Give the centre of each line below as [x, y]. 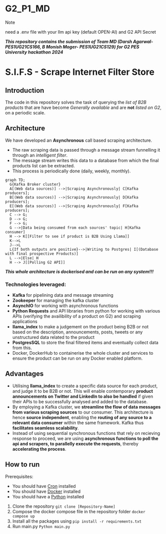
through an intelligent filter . [40, 155]
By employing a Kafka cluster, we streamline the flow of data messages [86, 407]
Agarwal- [143, 41]
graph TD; [15, 180]
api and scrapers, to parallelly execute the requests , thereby [75, 443]
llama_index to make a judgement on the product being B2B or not [80, 327]
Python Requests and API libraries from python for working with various [86, 311]
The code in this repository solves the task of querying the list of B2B [76, 102]
